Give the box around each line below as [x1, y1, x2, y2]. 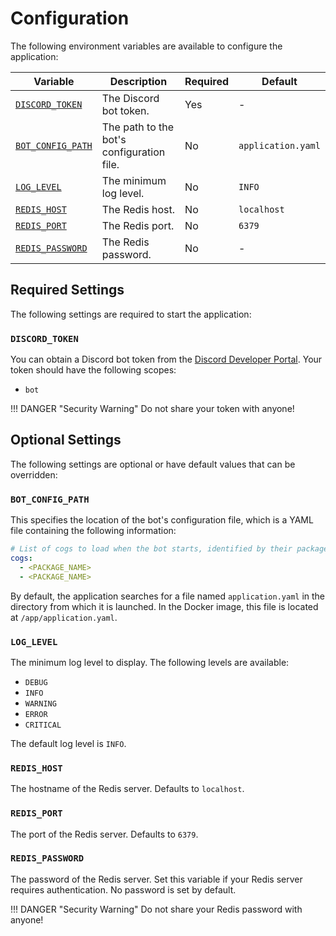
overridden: [10, 468, 58, 481]
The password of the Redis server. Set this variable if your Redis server [10, 873, 303, 885]
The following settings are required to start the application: [10, 308, 252, 320]
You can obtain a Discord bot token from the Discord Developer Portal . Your [10, 353, 323, 366]
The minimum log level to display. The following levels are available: [10, 656, 290, 668]
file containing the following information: [10, 525, 177, 537]
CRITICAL [24, 720, 62, 730]
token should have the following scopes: [10, 364, 177, 376]
